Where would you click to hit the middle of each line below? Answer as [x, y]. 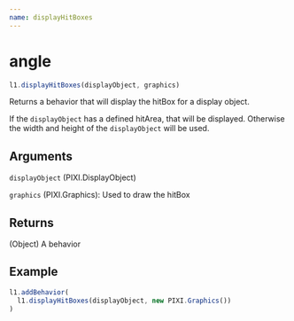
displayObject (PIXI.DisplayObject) [73, 177]
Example [34, 272]
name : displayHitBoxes [51, 17]
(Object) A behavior [45, 244]
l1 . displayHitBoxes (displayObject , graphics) [94, 85]
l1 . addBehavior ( [39, 292]
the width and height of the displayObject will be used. [109, 129]
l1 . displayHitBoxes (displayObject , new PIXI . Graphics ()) [124, 301]
